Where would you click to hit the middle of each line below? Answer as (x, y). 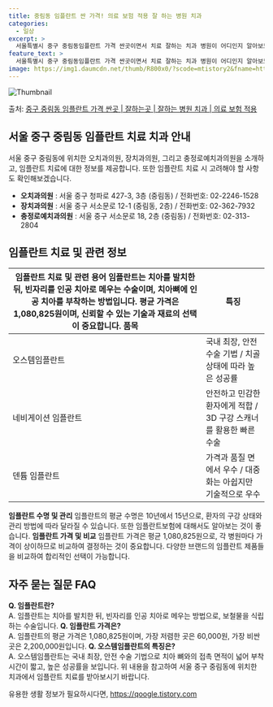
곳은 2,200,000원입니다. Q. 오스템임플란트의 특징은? (92, 646)
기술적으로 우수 (233, 494)
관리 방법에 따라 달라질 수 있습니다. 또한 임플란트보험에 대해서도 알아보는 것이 (131, 526)
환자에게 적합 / (232, 406)
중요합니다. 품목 (110, 326)
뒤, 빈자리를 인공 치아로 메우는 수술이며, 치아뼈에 (100, 289)
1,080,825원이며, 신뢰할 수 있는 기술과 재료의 (97, 314)
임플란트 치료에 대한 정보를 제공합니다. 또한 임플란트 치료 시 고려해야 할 (132, 168)
